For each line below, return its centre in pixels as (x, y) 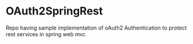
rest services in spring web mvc (46, 34)
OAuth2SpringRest (54, 11)
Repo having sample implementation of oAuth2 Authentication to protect (96, 28)
